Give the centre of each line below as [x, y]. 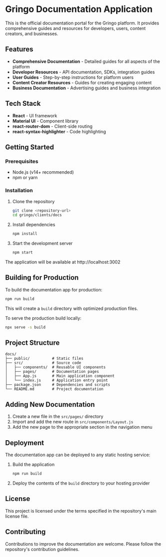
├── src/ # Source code [43, 363]
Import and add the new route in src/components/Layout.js [73, 422]
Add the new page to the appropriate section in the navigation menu [83, 427]
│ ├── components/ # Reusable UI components [56, 367]
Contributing [25, 532]
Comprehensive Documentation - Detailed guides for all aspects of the [86, 61]
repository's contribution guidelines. [42, 549]
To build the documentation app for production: [54, 289]
